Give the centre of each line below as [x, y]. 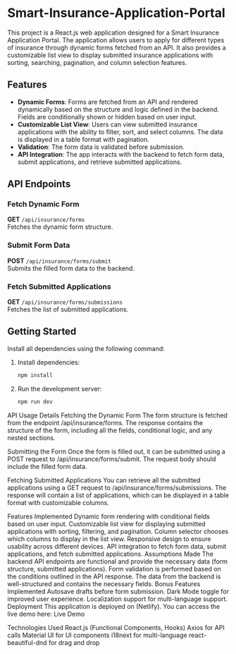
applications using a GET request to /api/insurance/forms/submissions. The [117, 487]
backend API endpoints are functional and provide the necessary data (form [117, 561]
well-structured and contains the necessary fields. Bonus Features [104, 583]
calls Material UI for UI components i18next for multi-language [98, 635]
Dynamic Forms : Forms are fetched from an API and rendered [108, 102]
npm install [35, 375]
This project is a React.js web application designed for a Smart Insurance [113, 32]
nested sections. [31, 438]
